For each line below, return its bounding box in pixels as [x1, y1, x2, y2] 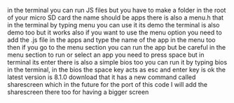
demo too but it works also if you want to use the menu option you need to [7, 28, 222, 36]
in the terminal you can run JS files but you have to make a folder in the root [7, 6, 226, 14]
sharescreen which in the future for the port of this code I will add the [7, 81, 208, 88]
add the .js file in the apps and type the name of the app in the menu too [7, 36, 216, 44]
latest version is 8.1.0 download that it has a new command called [7, 73, 196, 81]
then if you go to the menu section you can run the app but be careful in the [7, 43, 226, 51]
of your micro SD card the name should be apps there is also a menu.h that [7, 13, 224, 22]
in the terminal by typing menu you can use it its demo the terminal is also [7, 21, 220, 29]
